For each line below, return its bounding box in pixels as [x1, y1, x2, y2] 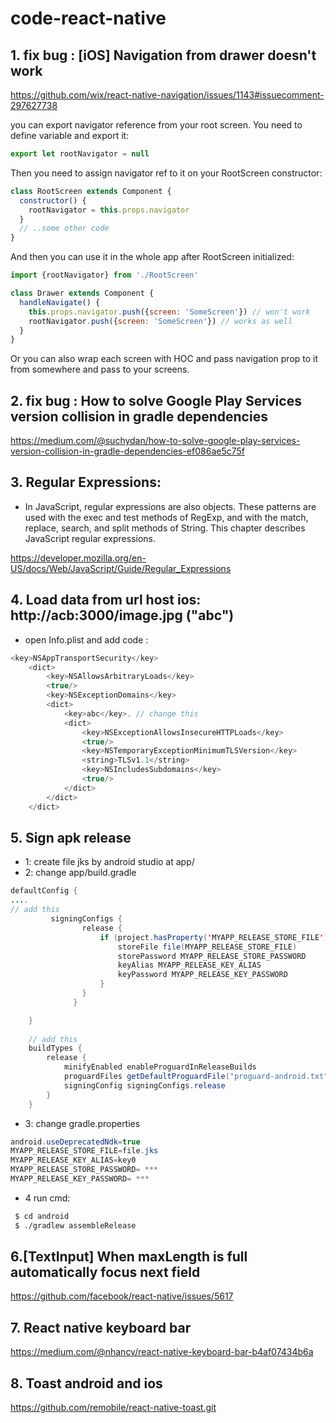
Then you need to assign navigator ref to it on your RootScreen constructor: [10, 167, 323, 179]
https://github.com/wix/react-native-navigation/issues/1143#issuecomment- [10, 89, 325, 101]
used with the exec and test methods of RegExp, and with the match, [24, 511, 309, 523]
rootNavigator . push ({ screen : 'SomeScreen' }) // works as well [28, 316, 293, 326]
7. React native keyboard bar [10, 1319, 192, 1336]
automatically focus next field [10, 1264, 201, 1281]
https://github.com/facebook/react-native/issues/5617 [10, 1290, 234, 1302]
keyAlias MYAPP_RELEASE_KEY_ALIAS [117, 960, 262, 971]
